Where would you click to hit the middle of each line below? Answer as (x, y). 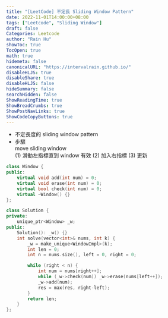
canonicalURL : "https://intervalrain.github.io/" (69, 67)
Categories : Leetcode (33, 34)
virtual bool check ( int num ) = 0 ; (59, 189)
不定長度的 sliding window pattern (56, 134)
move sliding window (41, 149)
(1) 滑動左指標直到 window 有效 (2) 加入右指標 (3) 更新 (81, 156)
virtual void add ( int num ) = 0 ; (57, 178)
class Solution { (28, 211)
